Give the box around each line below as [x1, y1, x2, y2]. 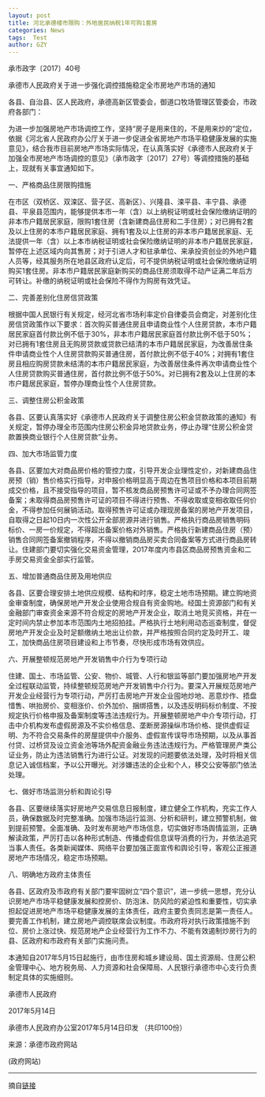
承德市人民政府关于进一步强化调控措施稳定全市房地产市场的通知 [8, 81, 215, 90]
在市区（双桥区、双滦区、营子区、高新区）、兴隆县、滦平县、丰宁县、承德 [8, 197, 247, 206]
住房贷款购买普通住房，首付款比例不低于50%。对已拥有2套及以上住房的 [14, 369, 249, 379]
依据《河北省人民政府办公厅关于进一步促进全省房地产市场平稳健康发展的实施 [8, 134, 257, 143]
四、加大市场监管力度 [8, 449, 77, 458]
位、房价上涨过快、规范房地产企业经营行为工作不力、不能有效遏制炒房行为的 [8, 926, 257, 936]
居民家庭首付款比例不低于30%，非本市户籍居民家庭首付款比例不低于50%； [8, 330, 254, 339]
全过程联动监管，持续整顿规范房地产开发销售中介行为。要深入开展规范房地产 [8, 681, 257, 691]
